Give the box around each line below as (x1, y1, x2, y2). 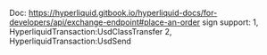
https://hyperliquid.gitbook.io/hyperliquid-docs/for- (28, 8, 218, 18)
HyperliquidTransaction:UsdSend (9, 35, 132, 46)
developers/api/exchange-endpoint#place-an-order (9, 17, 201, 27)
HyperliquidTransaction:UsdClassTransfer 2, (9, 27, 172, 36)
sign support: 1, (202, 17, 259, 27)
